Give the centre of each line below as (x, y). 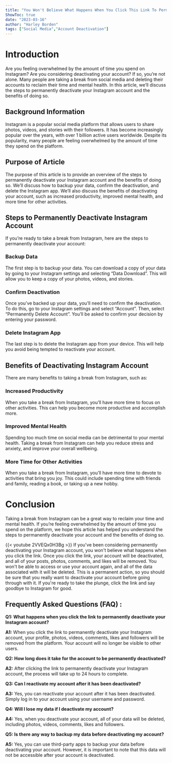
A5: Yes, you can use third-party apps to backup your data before (75, 744)
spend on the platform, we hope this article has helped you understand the (84, 529)
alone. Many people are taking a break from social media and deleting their (84, 79)
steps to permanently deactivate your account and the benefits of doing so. (85, 535)
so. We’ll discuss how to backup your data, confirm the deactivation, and (82, 185)
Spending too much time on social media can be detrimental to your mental (84, 437)
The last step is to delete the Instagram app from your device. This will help (85, 344)
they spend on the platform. (35, 146)
